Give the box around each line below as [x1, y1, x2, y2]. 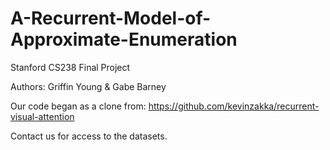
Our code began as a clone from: [10, 100, 147, 112]
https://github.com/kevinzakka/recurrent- [148, 100, 320, 112]
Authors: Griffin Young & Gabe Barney [10, 80, 167, 92]
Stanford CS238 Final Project [10, 61, 131, 73]
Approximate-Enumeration [10, 28, 238, 51]
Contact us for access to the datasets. [10, 130, 168, 142]
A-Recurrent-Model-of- [10, 7, 212, 30]
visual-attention [10, 110, 75, 122]
